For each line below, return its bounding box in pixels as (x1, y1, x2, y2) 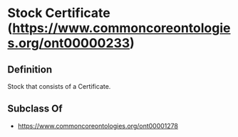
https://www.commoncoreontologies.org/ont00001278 (17, 121, 178, 130)
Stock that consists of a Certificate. (7, 82, 111, 90)
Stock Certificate (7, 5, 110, 21)
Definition (7, 63, 52, 75)
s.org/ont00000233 (7, 35, 130, 51)
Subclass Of (7, 103, 63, 115)
